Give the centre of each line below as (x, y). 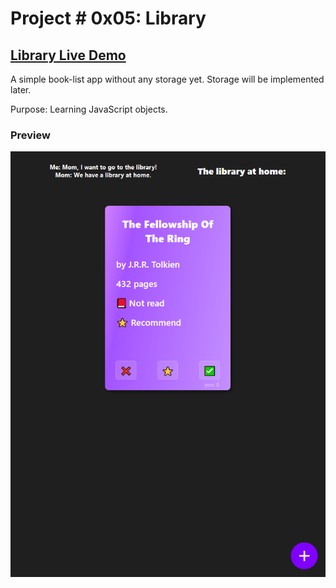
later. (21, 90)
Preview (30, 135)
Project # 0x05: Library (108, 18)
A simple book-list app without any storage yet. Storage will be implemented (167, 79)
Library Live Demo (68, 55)
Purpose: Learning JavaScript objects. (89, 109)
